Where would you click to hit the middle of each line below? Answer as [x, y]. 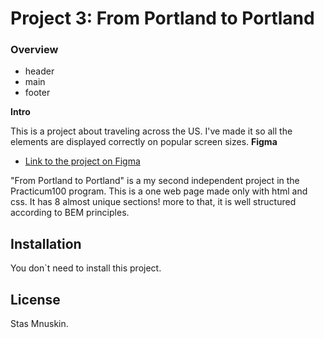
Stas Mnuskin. [39, 324]
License [35, 299]
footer [37, 93]
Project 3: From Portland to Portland [162, 18]
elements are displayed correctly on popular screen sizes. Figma [144, 142]
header [39, 71]
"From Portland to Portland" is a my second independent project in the [155, 181]
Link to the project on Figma [82, 161]
